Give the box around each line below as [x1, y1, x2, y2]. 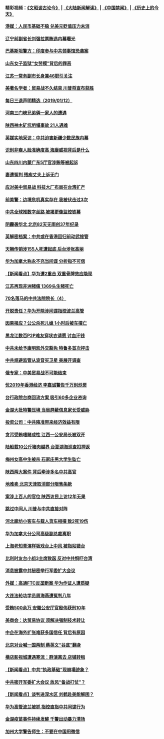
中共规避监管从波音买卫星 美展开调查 [5, 357, 81, 363]
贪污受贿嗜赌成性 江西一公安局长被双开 [5, 431, 85, 437]
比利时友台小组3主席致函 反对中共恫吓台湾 [5, 555, 92, 561]
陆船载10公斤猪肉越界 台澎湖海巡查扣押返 [5, 444, 90, 450]
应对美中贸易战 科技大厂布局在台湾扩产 [5, 184, 85, 190]
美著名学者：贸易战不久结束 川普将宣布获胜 [5, 85, 94, 91]
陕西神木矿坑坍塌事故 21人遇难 [5, 122, 68, 128]
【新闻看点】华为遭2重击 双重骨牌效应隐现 [5, 270, 92, 277]
